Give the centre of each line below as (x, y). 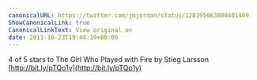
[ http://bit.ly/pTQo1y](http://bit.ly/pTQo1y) (75, 68)
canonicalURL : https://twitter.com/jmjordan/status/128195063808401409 (128, 15)
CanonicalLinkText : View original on (70, 30)
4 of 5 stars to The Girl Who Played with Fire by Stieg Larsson (109, 60)
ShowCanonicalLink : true (49, 23)
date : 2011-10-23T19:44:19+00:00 (63, 37)
